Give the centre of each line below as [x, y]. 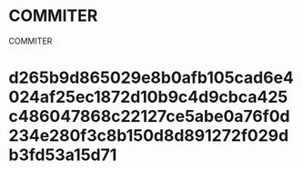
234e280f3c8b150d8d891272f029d [149, 136]
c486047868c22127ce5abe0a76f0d [149, 117]
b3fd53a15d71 [63, 155]
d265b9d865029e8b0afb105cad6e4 [151, 78]
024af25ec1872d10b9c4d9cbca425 [148, 97]
